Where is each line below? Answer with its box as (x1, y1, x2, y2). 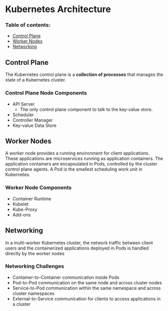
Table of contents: (5, 22, 51, 29)
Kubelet (12, 201, 29, 207)
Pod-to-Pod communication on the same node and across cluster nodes (12, 279, 162, 285)
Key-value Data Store (12, 122, 57, 128)
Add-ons (12, 211, 31, 217)
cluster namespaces (12, 290, 55, 296)
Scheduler (12, 112, 34, 118)
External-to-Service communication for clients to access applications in (12, 295, 161, 301)
